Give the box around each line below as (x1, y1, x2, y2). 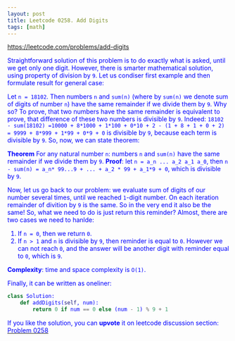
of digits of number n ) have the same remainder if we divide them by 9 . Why (7, 100, 227, 108)
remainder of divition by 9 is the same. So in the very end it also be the (7, 201, 212, 209)
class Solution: (7, 293, 55, 300)
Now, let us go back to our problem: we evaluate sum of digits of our (7, 186, 206, 194)
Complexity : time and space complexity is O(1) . (7, 266, 146, 274)
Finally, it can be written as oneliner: (7, 279, 112, 287)
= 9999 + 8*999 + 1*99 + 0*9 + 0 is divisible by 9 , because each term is (7, 128, 217, 137)
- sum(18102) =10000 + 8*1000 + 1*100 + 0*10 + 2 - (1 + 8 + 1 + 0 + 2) (7, 123, 225, 130)
